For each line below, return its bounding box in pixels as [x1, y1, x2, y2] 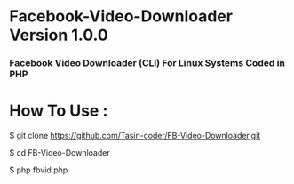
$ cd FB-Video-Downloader [9, 148, 110, 158]
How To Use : [9, 100, 108, 121]
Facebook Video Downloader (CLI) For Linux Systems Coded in [9, 57, 286, 69]
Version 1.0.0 [9, 25, 108, 45]
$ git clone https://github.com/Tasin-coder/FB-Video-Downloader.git [9, 131, 261, 141]
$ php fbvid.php [9, 164, 68, 175]
